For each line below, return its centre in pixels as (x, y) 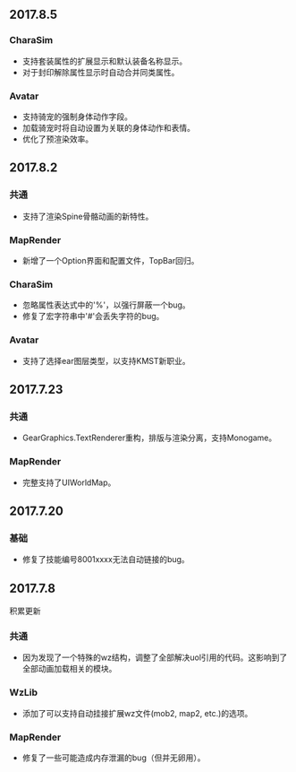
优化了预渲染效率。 (58, 139)
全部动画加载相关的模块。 (69, 669)
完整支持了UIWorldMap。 (69, 482)
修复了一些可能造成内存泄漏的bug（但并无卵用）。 (114, 758)
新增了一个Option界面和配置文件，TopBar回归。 (110, 260)
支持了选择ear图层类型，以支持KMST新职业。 (106, 360)
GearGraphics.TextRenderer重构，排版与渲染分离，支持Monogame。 (149, 438)
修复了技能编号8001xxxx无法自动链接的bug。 (106, 559)
